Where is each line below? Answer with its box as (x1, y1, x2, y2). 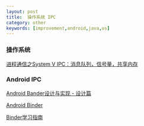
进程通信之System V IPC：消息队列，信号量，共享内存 (6, 60, 138, 67)
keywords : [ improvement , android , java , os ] (6, 25, 110, 31)
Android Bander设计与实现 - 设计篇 (6, 89, 92, 96)
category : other (6, 20, 46, 25)
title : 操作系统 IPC (6, 14, 56, 20)
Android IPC (6, 75, 41, 83)
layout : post (6, 8, 39, 15)
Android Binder (6, 101, 43, 108)
